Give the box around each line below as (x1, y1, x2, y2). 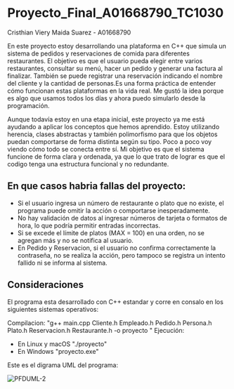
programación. (7, 101, 50, 110)
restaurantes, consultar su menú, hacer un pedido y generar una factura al (7, 64, 223, 72)
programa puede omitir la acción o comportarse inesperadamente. (17, 206, 211, 215)
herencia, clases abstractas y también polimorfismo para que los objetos (7, 130, 218, 138)
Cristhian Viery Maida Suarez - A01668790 (7, 28, 131, 37)
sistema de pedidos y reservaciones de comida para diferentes (7, 49, 190, 58)
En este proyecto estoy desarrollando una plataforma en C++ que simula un (7, 41, 227, 50)
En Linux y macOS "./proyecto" (17, 339, 108, 348)
